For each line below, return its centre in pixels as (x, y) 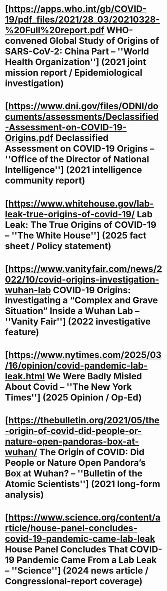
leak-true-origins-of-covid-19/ (70, 214)
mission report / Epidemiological (74, 73)
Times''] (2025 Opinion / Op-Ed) (74, 397)
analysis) (25, 495)
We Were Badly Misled (94, 376)
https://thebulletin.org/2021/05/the (84, 421)
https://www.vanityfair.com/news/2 (85, 269)
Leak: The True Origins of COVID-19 (81, 224)
